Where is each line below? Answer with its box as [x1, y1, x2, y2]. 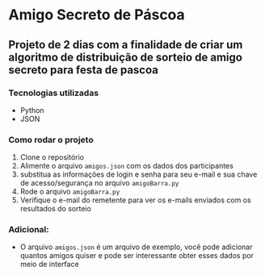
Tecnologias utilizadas [8, 87, 99, 98]
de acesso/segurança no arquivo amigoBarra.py [19, 178, 179, 188]
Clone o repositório [19, 152, 85, 162]
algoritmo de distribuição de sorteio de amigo [8, 50, 242, 64]
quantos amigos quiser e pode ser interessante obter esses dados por [19, 251, 254, 260]
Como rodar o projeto [8, 134, 95, 145]
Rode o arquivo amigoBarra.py [19, 187, 120, 197]
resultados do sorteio [19, 204, 91, 214]
